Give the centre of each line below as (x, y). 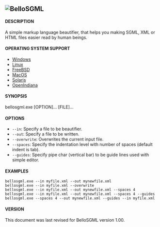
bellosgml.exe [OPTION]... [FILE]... (39, 107)
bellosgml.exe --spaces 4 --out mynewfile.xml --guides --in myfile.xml (80, 198)
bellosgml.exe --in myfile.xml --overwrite (50, 186)
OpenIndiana (25, 85)
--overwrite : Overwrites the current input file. (58, 140)
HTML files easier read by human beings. (46, 37)
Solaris (19, 80)
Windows (21, 59)
